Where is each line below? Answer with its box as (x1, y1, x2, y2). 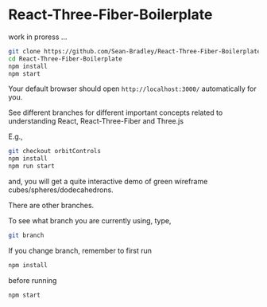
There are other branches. (8, 201, 95, 211)
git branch (8, 231, 44, 240)
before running (8, 275, 57, 285)
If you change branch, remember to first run (8, 246, 153, 255)
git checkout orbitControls (8, 148, 102, 155)
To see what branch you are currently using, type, (8, 216, 172, 226)
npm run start (8, 162, 56, 171)
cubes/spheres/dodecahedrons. (8, 185, 114, 195)
